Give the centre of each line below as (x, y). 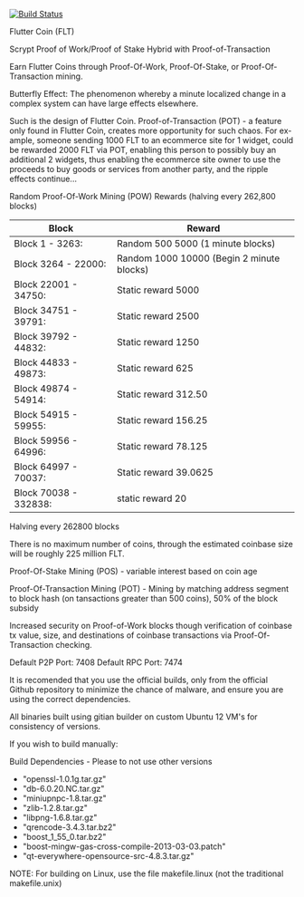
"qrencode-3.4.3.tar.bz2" (69, 827)
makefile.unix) (36, 883)
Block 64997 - (46, 467)
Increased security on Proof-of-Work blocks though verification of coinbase (151, 626)
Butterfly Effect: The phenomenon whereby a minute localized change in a (148, 94)
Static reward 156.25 (162, 420)
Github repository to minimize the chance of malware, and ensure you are (147, 690)
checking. (74, 645)
